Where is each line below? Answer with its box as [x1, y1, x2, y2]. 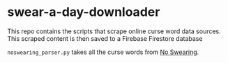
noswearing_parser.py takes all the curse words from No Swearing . [7, 48, 199, 56]
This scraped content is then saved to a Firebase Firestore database [7, 34, 203, 42]
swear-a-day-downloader [7, 4, 160, 20]
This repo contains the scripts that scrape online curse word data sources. [7, 27, 221, 35]
